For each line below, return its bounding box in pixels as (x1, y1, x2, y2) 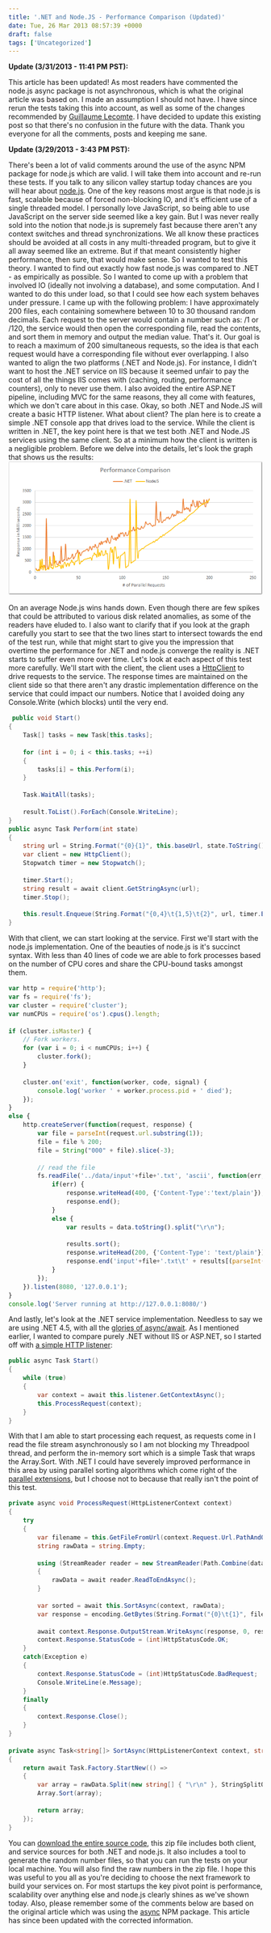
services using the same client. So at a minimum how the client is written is (8, 435, 258, 445)
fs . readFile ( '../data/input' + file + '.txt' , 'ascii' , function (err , (37, 1172, 265, 1180)
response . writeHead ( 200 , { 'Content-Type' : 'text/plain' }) (65, 1249, 265, 1257)
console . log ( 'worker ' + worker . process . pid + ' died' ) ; (37, 1087, 233, 1095)
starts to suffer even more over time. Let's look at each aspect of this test (8, 655, 252, 665)
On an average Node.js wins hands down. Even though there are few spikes (8, 603, 261, 613)
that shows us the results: (8, 453, 94, 462)
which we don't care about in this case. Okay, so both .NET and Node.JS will (8, 401, 263, 411)
